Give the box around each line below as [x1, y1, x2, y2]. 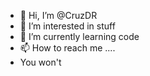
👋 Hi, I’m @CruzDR [19, 10, 98, 21]
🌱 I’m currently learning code [19, 31, 140, 42]
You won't [19, 56, 62, 68]
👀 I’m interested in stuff [19, 20, 116, 32]
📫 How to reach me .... [19, 42, 116, 54]
